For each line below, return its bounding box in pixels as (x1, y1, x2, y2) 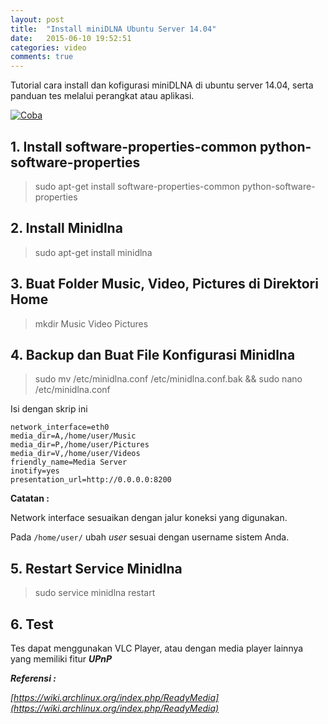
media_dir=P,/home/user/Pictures (10, 440, 150, 450)
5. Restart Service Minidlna (10, 560, 183, 577)
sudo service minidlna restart (34, 587, 156, 599)
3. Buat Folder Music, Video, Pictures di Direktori (10, 276, 319, 293)
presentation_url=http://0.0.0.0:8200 (10, 475, 172, 485)
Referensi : (10, 672, 57, 684)
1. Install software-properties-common (10, 138, 257, 155)
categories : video (10, 42, 87, 53)
